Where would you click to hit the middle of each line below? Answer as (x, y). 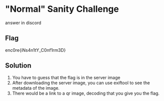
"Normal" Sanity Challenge (62, 9)
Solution (18, 66)
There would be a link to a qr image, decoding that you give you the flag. (86, 93)
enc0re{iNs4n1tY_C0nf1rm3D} (35, 50)
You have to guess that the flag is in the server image (66, 77)
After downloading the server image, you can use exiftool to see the (81, 83)
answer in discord (23, 23)
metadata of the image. (36, 88)
